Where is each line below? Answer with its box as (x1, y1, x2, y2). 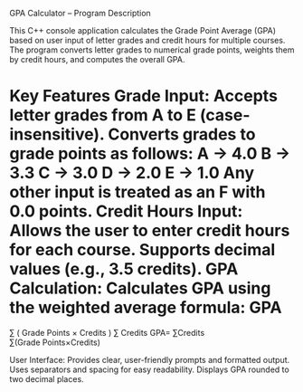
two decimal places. (9, 373, 84, 384)
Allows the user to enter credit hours (9, 221, 290, 241)
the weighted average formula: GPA (9, 298, 282, 318)
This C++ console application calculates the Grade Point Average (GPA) (9, 25, 277, 35)
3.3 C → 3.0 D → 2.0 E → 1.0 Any (9, 163, 255, 184)
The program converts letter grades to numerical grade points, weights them (9, 44, 295, 55)
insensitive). (9, 124, 105, 145)
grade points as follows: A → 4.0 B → (9, 144, 291, 164)
